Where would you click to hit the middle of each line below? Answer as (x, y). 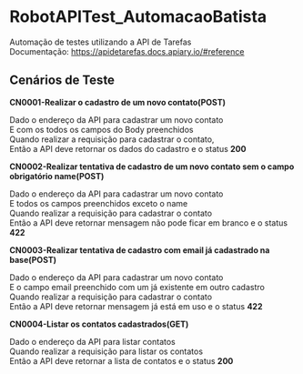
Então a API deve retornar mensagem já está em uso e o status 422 (136, 306)
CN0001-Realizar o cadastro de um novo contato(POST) (117, 102)
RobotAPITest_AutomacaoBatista (138, 17)
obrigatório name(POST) (57, 176)
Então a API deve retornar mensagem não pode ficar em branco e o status (149, 222)
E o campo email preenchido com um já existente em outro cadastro (137, 287)
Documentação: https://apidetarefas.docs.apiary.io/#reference (127, 51)
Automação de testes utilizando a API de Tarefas (101, 42)
